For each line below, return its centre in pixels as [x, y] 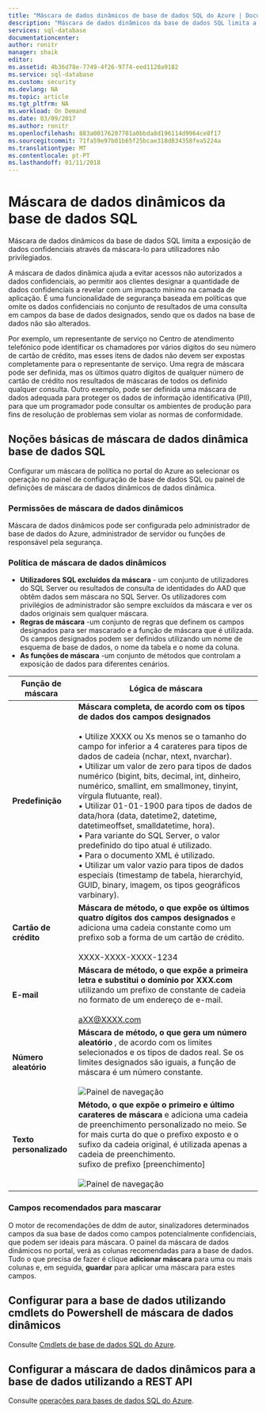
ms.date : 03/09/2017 [42, 119]
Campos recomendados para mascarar [85, 1208]
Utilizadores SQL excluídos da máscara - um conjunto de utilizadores [134, 580]
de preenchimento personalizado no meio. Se [162, 1125]
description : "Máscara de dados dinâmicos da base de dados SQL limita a [133, 23]
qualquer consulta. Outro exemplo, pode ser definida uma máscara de [122, 390]
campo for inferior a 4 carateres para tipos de [163, 747]
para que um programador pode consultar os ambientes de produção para [130, 406]
